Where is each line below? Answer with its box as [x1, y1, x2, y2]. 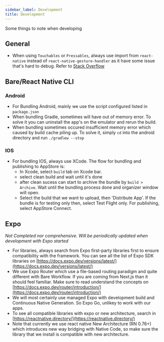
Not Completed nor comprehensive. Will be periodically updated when [5, 233, 148, 239]
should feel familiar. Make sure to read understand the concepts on [12, 279, 149, 285]
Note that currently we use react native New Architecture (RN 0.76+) [12, 321, 152, 327]
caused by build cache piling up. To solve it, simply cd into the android [12, 130, 155, 136]
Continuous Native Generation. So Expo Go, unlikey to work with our [12, 300, 151, 306]
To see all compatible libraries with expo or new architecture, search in [12, 310, 156, 316]
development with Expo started [5, 238, 69, 244]
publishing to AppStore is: [12, 164, 65, 170]
